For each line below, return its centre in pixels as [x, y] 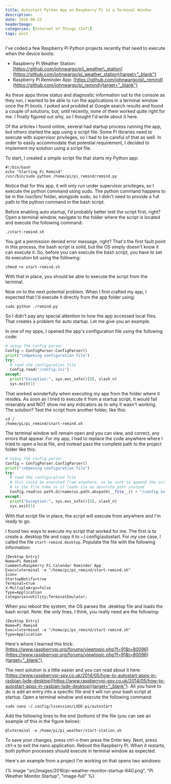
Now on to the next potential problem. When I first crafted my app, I [76, 292]
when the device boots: [30, 53]
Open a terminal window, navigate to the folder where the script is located [83, 217]
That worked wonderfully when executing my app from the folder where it [83, 393]
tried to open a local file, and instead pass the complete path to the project [83, 444]
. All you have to [144, 686]
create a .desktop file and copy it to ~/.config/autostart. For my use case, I [83, 536]
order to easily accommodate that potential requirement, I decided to [77, 143]
